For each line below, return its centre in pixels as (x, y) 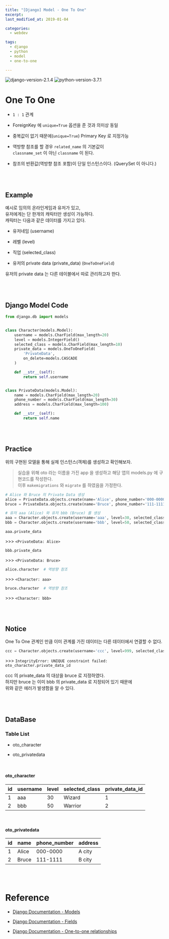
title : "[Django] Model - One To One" (46, 10)
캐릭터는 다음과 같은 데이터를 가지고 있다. (46, 220)
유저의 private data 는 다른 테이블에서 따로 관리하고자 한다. (63, 274)
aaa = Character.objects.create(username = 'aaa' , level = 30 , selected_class (85, 518)
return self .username (46, 377)
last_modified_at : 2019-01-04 (37, 19)
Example (19, 195)
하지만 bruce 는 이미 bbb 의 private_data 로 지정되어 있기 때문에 (69, 682)
